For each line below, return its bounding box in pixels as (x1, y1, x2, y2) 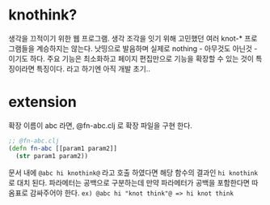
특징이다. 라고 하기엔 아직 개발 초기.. (36, 63, 151, 74)
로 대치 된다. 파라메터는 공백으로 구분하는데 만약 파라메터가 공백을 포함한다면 (8, 177, 251, 187)
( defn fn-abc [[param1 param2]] (8, 144, 117, 152)
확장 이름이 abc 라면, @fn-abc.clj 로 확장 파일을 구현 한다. (8, 120, 192, 130)
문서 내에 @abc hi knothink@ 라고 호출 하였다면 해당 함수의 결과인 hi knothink (8, 168, 259, 177)
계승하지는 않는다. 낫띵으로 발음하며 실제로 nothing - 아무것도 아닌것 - (36, 43, 258, 53)
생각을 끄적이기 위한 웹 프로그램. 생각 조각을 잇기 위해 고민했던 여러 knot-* (8, 33, 243, 43)
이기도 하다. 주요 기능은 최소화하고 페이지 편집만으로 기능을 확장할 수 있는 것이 (8, 53, 255, 63)
